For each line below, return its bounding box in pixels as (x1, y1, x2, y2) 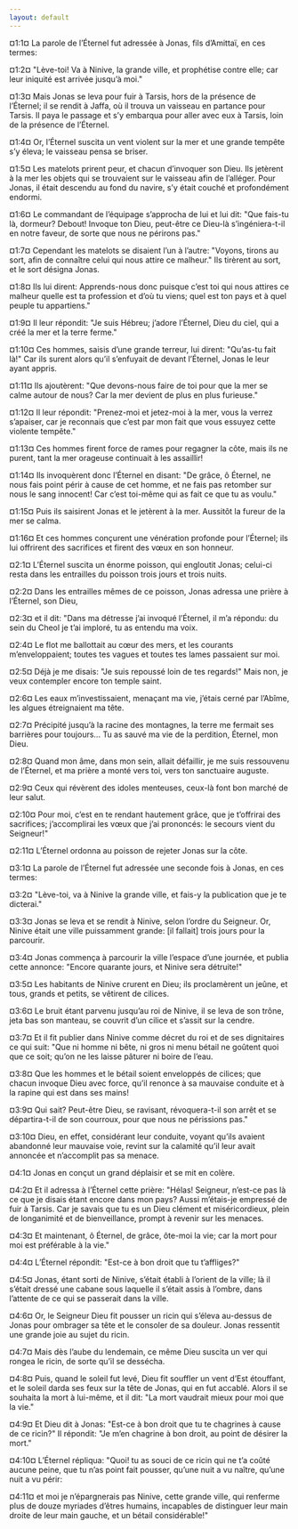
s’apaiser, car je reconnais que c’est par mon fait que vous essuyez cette (9, 416, 276, 427)
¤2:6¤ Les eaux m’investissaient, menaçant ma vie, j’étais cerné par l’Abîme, (9, 692, 290, 703)
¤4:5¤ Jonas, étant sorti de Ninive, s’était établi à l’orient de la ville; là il (9, 1274, 271, 1284)
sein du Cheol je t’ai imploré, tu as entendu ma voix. (9, 622, 198, 633)
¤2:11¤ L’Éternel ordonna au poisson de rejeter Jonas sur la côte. (9, 845, 248, 855)
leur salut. (9, 791, 46, 802)
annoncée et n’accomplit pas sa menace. (9, 1150, 160, 1161)
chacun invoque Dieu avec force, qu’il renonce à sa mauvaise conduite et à (9, 1078, 285, 1088)
